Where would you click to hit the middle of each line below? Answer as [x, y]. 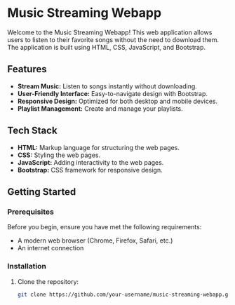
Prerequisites [31, 212]
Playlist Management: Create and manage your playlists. [100, 108]
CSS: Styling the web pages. [59, 155]
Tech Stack [32, 131]
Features [27, 69]
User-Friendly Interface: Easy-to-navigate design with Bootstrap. [113, 93]
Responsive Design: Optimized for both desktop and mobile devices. [117, 101]
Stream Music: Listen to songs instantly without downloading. [107, 86]
